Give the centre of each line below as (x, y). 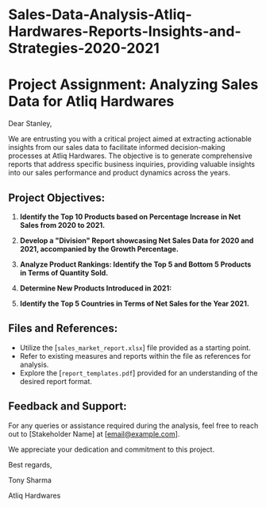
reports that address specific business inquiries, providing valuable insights (132, 164)
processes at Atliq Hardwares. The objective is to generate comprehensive (130, 156)
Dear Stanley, (30, 124)
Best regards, (30, 464)
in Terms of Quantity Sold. (64, 272)
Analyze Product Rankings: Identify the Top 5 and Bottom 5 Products (135, 264)
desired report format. (56, 381)
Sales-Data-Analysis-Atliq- (100, 15)
